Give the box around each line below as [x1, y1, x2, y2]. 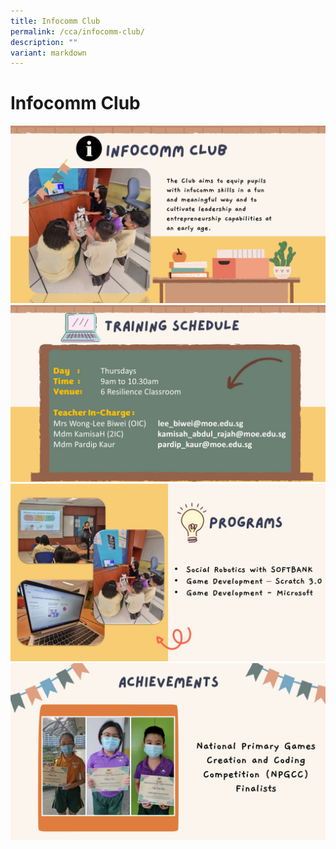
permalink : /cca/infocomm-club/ [10, 26, 145, 37]
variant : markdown [10, 48, 87, 58]
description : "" [10, 37, 78, 47]
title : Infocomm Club [10, 16, 101, 26]
